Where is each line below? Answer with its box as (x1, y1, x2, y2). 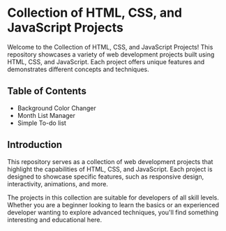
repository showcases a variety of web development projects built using (7, 50, 215, 59)
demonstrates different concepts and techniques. (7, 65, 150, 73)
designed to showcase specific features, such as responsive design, (7, 172, 204, 181)
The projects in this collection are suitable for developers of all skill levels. (7, 193, 220, 202)
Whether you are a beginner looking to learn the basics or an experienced (7, 200, 220, 209)
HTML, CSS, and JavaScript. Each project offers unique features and (7, 57, 205, 66)
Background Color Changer (17, 103, 96, 112)
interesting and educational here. (7, 215, 103, 224)
